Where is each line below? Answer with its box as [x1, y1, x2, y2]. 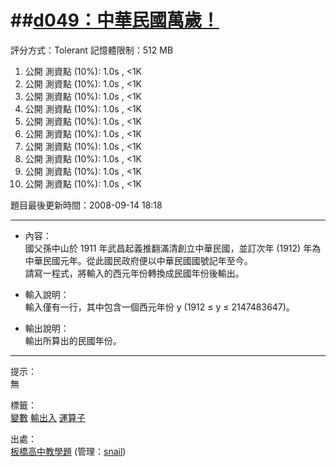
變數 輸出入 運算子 [10, 411, 86, 423]
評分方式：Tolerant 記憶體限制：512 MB [10, 44, 174, 56]
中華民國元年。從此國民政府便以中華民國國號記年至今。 [24, 254, 253, 266]
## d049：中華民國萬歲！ [10, 9, 220, 32]
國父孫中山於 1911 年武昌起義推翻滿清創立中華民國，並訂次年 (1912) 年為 [24, 242, 322, 254]
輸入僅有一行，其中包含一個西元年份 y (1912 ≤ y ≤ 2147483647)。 [24, 301, 295, 313]
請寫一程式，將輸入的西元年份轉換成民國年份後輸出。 [24, 267, 245, 279]
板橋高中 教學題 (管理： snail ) [10, 445, 127, 457]
